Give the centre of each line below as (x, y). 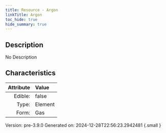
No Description (21, 57)
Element (45, 104)
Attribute (19, 87)
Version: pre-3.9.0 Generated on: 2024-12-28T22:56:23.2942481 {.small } (83, 125)
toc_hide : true (21, 19)
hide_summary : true (26, 24)
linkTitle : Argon (24, 15)
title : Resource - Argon (32, 10)
